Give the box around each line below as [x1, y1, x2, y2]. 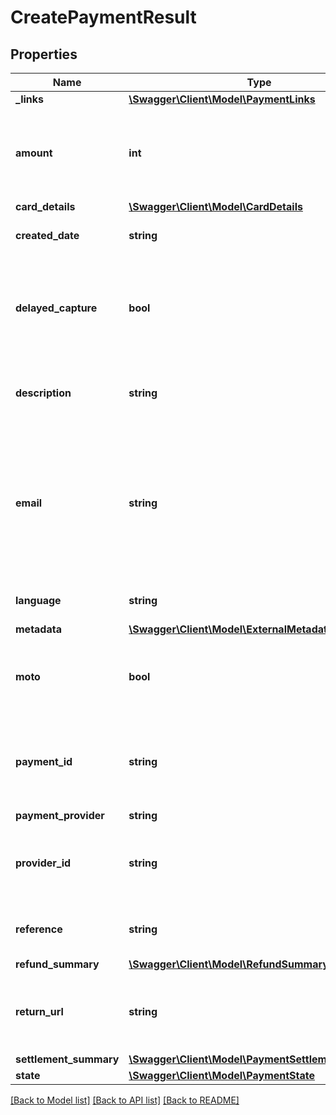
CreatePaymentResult [10, 6, 197, 29]
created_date [15, 229, 80, 242]
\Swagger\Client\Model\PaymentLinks [128, 92, 316, 106]
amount [15, 146, 53, 160]
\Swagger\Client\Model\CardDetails [128, 200, 303, 213]
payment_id [15, 755, 73, 768]
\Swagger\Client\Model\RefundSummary [128, 957, 329, 971]
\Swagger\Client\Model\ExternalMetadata [128, 622, 334, 636]
